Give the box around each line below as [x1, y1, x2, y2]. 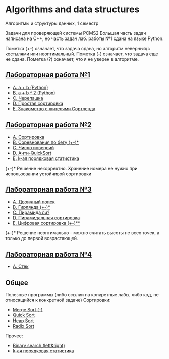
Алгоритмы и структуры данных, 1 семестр [5, 20, 99, 26]
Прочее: [5, 333, 23, 339]
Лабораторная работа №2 [5, 121, 92, 129]
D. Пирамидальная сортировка [12, 215, 80, 221]
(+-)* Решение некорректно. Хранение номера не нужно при [5, 165, 138, 171]
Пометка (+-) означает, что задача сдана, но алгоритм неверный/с [5, 45, 150, 51]
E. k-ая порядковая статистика [12, 155, 79, 162]
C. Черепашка [12, 95, 43, 101]
